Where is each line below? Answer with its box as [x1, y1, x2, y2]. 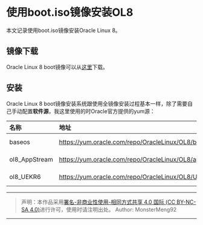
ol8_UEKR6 [9, 172, 41, 181]
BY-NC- [176, 198, 196, 206]
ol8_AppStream [9, 155, 53, 163]
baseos [9, 137, 30, 146]
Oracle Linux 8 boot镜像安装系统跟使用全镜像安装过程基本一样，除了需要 [6, 100, 188, 107]
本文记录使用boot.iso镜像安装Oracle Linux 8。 [6, 27, 121, 34]
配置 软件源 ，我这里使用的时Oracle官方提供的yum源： [22, 107, 155, 115]
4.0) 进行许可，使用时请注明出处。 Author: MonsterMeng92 [30, 206, 177, 213]
